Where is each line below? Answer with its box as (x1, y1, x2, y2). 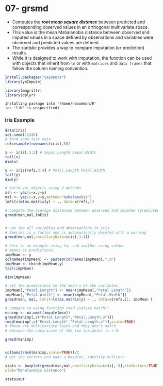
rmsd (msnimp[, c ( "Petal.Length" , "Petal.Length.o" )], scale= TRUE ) (5, 319, 136, 324)
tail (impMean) (5, 266, 34, 271)
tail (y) (5, 172, 21, 177)
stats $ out (5, 377, 25, 382)
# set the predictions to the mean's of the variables (5, 284, 118, 288)
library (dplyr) (5, 93, 36, 98)
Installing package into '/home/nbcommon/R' (5, 101, 97, 106)
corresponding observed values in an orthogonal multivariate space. (12, 24, 149, 30)
